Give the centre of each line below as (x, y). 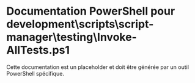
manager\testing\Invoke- (72, 37)
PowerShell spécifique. (35, 73)
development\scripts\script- (80, 24)
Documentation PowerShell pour (91, 11)
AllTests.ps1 (38, 50)
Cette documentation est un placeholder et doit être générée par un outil (98, 67)
